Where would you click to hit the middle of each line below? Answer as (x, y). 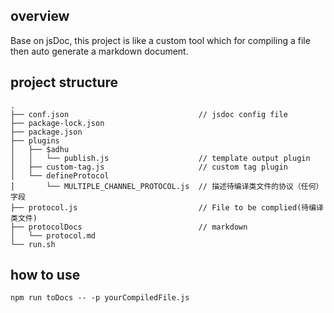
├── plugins (35, 140)
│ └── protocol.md (53, 235)
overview (40, 16)
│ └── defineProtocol (60, 175)
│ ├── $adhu (40, 149)
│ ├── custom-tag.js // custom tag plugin (149, 167)
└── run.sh (33, 244)
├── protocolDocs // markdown (129, 227)
